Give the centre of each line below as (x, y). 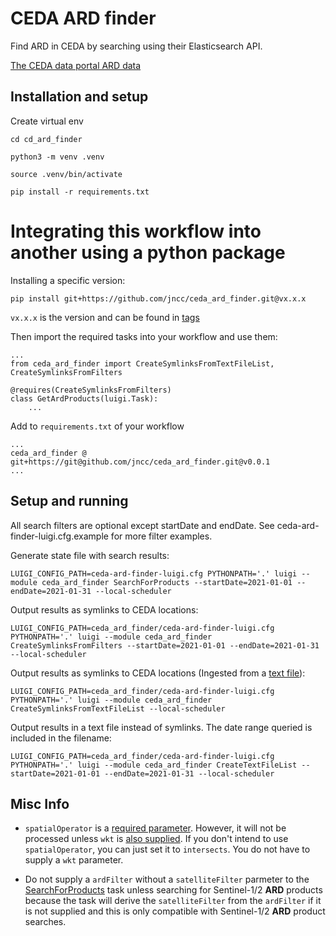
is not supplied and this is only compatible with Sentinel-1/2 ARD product (175, 911)
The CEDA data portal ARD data (76, 65)
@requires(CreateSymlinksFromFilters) (91, 390)
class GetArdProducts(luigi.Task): (84, 398)
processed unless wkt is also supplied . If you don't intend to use (156, 839)
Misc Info (40, 803)
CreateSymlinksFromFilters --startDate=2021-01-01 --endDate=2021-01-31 (165, 645)
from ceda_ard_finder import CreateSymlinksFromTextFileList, (142, 363)
